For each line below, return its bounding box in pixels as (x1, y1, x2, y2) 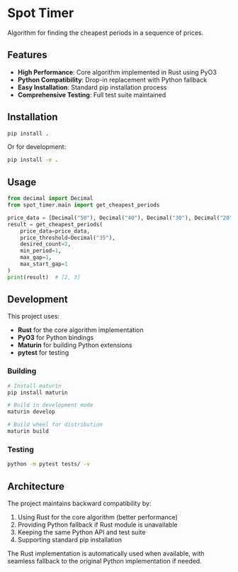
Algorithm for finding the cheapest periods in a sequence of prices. (7, 28, 204, 37)
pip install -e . (7, 156, 59, 164)
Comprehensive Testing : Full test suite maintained (17, 90, 166, 99)
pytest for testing (17, 348, 69, 357)
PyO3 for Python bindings (17, 334, 94, 342)
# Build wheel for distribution (7, 421, 103, 429)
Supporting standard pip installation (17, 535, 123, 544)
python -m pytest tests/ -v (7, 461, 91, 468)
